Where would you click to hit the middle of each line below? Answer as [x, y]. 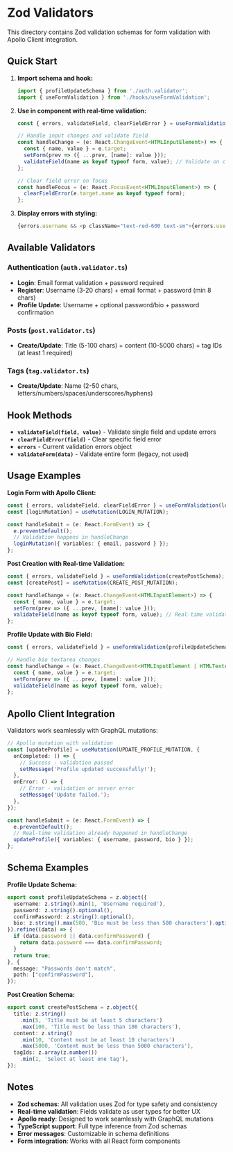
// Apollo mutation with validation [60, 743]
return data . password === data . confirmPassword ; [91, 943]
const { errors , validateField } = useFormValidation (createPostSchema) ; [116, 576]
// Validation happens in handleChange [71, 537]
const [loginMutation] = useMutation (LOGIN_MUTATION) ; [88, 512]
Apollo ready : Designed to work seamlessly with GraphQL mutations [115, 1119]
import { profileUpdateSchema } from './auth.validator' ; [103, 91]
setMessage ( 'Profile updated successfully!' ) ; [88, 769]
